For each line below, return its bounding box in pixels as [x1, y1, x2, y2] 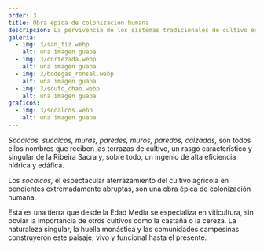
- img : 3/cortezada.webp [15, 56, 97, 64]
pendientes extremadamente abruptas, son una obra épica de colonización [8, 184, 251, 193]
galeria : [8, 33, 37, 42]
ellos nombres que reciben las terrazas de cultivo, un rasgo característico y [8, 143, 253, 153]
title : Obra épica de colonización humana [8, 19, 149, 27]
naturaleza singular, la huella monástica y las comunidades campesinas [8, 224, 240, 233]
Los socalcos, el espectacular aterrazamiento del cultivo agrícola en [8, 175, 229, 185]
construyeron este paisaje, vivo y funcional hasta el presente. [8, 233, 207, 242]
